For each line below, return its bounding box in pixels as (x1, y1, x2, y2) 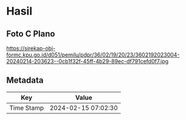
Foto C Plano (6, 29, 55, 39)
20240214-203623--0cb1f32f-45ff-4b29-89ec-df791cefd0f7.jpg (6, 58, 169, 65)
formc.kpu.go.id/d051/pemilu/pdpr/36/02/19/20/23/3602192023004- (6, 51, 180, 58)
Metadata (6, 75, 44, 86)
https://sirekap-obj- (6, 44, 56, 52)
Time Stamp (9, 104, 44, 112)
